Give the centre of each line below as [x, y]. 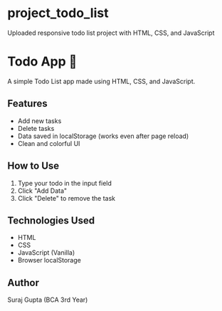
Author [23, 283]
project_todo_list [58, 13]
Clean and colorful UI [49, 143]
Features [27, 104]
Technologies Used [51, 220]
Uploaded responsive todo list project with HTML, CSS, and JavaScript [111, 33]
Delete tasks [36, 128]
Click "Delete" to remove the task [67, 198]
